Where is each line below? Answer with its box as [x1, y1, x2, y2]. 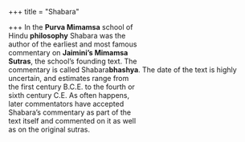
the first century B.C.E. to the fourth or [8, 82, 135, 91]
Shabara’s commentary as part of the [8, 108, 131, 117]
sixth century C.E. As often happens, [8, 91, 130, 99]
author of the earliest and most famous [8, 39, 137, 49]
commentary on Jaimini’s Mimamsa [8, 48, 129, 57]
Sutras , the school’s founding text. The [8, 56, 137, 66]
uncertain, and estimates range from [8, 74, 129, 83]
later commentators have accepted [8, 99, 125, 108]
